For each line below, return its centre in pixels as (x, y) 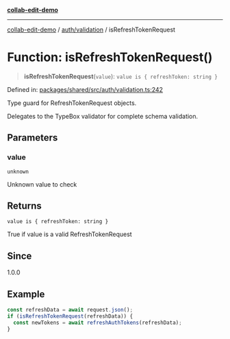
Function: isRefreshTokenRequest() (110, 57)
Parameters (33, 138)
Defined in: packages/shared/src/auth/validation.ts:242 (85, 89)
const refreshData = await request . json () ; (70, 310)
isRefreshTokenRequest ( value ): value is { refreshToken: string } (120, 76)
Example (26, 294)
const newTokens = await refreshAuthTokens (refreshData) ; (98, 323)
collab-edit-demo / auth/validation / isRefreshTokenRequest (91, 30)
